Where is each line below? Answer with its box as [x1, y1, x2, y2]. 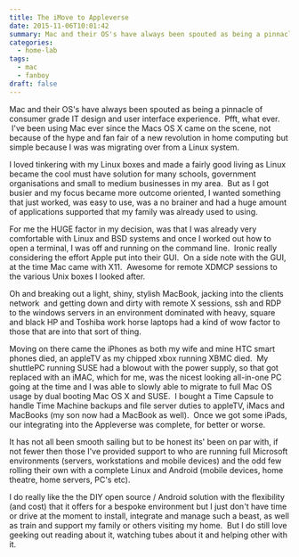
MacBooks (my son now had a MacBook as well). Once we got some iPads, [9, 409, 287, 420]
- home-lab [17, 46, 58, 55]
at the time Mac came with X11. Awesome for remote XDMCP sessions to [9, 261, 278, 272]
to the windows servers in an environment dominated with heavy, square [9, 307, 276, 317]
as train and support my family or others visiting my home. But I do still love [9, 520, 287, 530]
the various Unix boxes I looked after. [9, 271, 146, 282]
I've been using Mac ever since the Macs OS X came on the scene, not [11, 122, 271, 134]
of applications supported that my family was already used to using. [9, 206, 258, 217]
